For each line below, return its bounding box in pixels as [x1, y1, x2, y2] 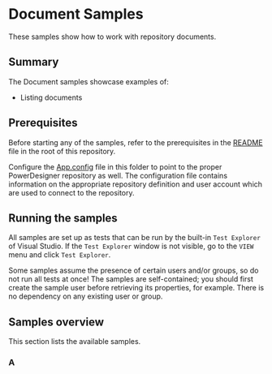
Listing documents [19, 92, 83, 102]
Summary [8, 55, 59, 69]
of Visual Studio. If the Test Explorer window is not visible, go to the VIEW [8, 241, 254, 251]
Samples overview [8, 315, 104, 329]
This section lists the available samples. [8, 337, 141, 346]
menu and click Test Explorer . [8, 250, 111, 260]
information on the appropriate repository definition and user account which [8, 179, 262, 189]
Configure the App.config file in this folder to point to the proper [8, 161, 222, 171]
